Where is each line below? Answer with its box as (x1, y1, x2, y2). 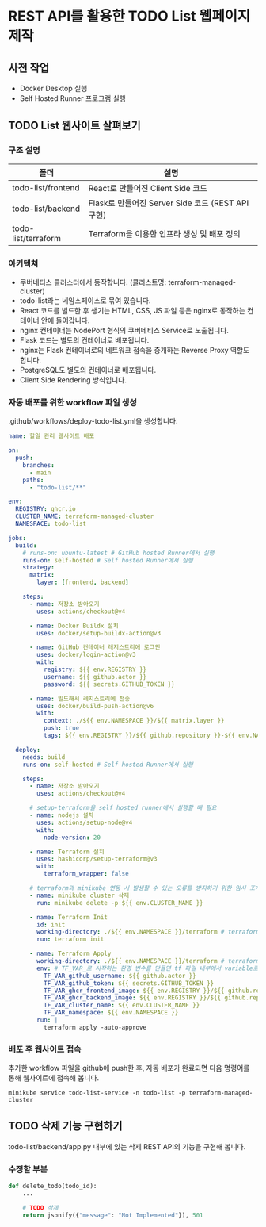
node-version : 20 (43, 834, 101, 842)
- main (28, 469, 51, 477)
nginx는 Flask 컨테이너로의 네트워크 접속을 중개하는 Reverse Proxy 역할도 (19, 345, 250, 355)
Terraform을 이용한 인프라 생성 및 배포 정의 (88, 228, 241, 239)
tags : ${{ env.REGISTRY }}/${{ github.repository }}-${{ (43, 731, 236, 740)
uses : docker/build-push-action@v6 (36, 702, 154, 710)
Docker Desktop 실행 (19, 84, 88, 93)
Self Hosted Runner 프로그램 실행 (19, 94, 127, 103)
